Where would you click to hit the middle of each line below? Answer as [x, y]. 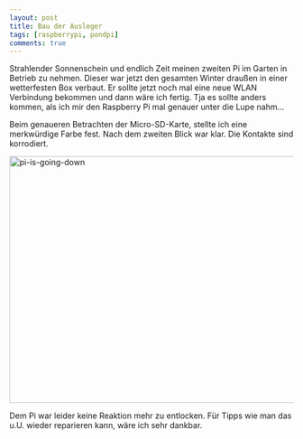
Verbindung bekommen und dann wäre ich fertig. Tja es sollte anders [138, 98]
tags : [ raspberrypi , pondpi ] [64, 34]
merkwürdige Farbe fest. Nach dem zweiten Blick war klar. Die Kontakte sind [151, 134]
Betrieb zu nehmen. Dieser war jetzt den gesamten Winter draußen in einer [149, 79]
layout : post [34, 18]
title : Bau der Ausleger [56, 26]
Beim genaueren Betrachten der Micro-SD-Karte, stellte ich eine [129, 125]
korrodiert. [29, 144]
